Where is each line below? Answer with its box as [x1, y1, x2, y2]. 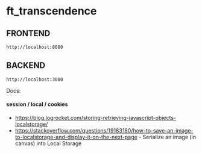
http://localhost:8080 [6, 44, 63, 50]
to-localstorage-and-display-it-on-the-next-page [14, 134, 137, 141]
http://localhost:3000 [6, 76, 63, 83]
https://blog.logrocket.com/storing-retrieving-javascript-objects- [14, 114, 177, 122]
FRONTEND [6, 28, 51, 39]
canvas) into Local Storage [14, 140, 82, 147]
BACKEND [6, 60, 46, 70]
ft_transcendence [6, 4, 97, 18]
